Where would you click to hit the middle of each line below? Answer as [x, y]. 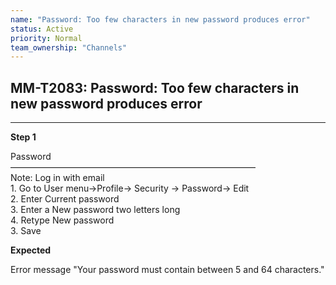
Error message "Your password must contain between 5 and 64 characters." [167, 270]
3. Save [26, 231]
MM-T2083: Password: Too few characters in [155, 87]
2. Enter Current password [65, 199]
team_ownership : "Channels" [69, 47]
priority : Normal [46, 38]
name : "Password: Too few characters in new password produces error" [160, 19]
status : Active [42, 29]
